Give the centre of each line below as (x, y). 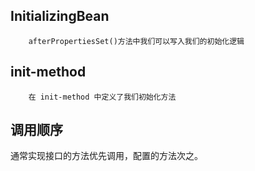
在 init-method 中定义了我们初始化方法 (102, 97)
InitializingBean (60, 16)
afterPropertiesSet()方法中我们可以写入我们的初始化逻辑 (136, 41)
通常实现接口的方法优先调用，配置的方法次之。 (106, 156)
